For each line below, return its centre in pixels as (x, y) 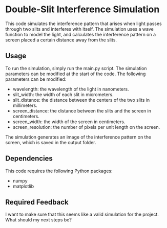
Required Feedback (37, 202)
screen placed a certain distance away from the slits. (61, 40)
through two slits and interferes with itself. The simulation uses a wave (79, 29)
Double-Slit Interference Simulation (82, 9)
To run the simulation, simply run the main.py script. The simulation (76, 68)
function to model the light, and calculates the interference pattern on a (81, 34)
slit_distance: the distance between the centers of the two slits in (81, 100)
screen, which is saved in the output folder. (51, 142)
